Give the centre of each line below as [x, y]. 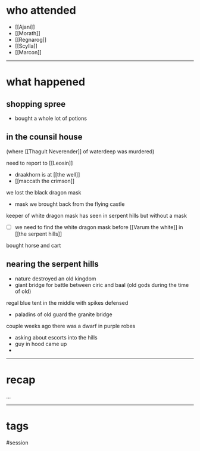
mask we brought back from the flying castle [70, 204]
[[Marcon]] [28, 52]
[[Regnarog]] [30, 39]
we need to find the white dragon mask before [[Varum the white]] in [99, 227]
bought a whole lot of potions [51, 118]
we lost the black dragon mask [44, 192]
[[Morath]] [27, 33]
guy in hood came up [41, 344]
